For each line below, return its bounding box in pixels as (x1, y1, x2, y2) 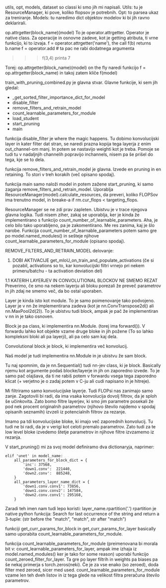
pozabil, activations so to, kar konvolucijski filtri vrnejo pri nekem (12, 263, 145, 268)
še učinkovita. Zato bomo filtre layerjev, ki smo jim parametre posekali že (5, 399, 154, 404)
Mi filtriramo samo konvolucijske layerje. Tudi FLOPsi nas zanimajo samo (5, 388, 153, 394)
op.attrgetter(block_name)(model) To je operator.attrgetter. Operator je (5, 30, 150, 35)
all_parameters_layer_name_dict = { (14, 479, 90, 484)
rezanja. (5, 434, 22, 440)
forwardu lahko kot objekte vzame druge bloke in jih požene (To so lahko (5, 328, 154, 334)
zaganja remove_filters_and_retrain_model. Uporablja (5, 186, 113, 192)
